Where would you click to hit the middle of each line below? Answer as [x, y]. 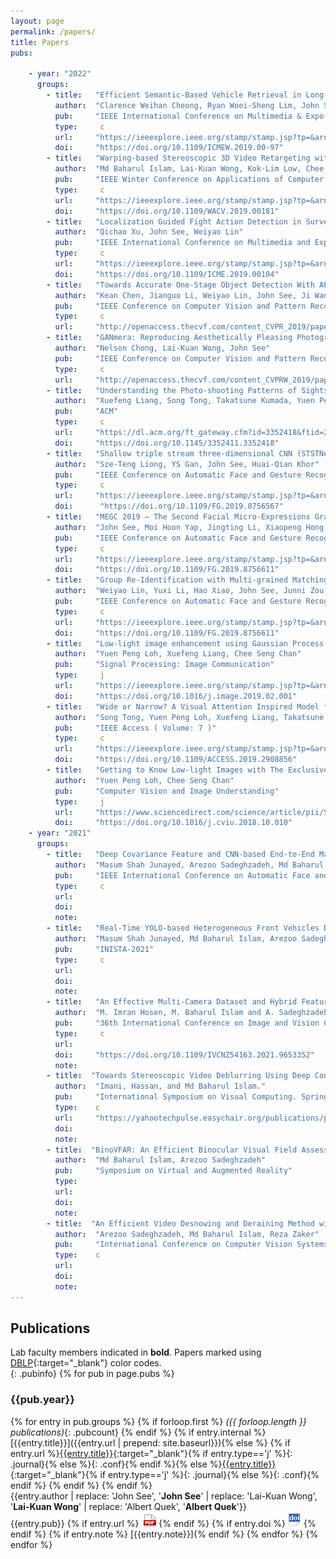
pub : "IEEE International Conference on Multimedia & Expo [189, 116]
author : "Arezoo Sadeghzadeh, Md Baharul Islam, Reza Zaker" [187, 1234]
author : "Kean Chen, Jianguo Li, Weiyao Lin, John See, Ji [182, 295]
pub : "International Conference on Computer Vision [173, 1245]
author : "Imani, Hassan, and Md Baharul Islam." [160, 1086]
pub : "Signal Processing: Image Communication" [164, 665]
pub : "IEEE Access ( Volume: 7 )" [135, 728]
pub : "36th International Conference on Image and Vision [187, 1023]
